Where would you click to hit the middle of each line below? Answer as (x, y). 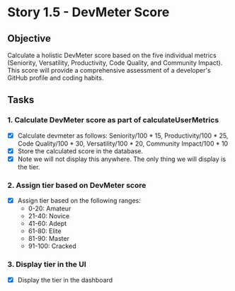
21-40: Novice (49, 216)
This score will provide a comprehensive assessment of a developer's (109, 70)
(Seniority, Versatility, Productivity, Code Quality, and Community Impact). (115, 63)
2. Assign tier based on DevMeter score (77, 185)
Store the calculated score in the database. (80, 151)
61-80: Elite (45, 231)
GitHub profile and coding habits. (56, 78)
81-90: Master (48, 239)
